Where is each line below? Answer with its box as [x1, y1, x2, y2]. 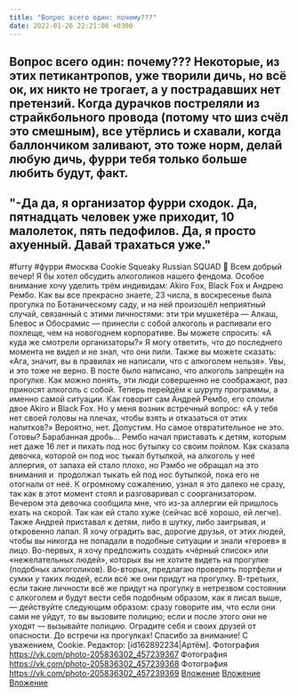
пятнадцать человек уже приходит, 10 [9, 210, 235, 225]
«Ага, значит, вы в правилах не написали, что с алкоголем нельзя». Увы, [9, 355, 286, 366]
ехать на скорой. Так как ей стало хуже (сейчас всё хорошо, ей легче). [9, 506, 282, 517]
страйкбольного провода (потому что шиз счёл [9, 109, 289, 125]
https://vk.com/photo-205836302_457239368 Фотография [9, 658, 229, 668]
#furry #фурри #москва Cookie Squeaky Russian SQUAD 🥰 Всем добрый [9, 261, 283, 271]
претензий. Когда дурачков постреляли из [9, 95, 261, 111]
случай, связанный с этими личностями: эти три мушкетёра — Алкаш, [9, 308, 278, 319]
